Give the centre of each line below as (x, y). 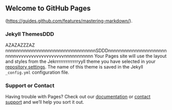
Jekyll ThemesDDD (30, 34)
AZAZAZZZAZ (20, 45)
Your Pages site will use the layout (130, 56)
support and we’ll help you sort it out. (45, 102)
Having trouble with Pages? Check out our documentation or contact (78, 97)
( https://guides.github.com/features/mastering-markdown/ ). (69, 20)
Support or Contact (30, 85)
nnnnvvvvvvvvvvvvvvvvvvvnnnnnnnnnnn (49, 56)
